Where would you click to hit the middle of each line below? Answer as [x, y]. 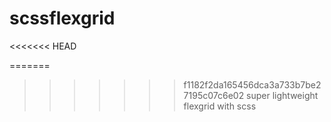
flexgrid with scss [220, 106]
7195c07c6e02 [214, 95]
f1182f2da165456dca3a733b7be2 [252, 84]
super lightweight [282, 95]
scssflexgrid [62, 18]
